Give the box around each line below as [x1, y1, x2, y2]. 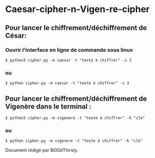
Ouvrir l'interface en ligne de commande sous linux [5, 46, 133, 53]
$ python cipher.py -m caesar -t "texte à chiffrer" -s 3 [5, 81, 129, 86]
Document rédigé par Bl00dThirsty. [5, 147, 79, 153]
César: [5, 31, 27, 40]
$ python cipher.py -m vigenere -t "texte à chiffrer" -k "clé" [5, 138, 143, 143]
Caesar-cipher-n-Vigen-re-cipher [5, 4, 150, 15]
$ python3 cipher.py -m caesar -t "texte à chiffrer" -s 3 [5, 58, 132, 63]
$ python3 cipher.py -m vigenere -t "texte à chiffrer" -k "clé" [5, 115, 145, 120]
